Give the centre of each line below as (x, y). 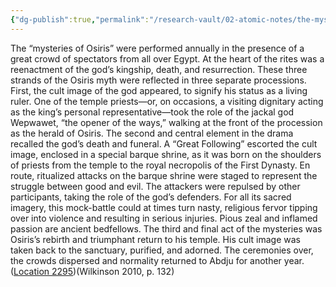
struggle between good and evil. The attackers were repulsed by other (155, 186)
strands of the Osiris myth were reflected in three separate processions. (158, 80)
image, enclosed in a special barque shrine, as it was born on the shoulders (166, 154)
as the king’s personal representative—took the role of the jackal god (152, 112)
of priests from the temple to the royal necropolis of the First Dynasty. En (160, 165)
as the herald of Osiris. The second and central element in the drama (152, 133)
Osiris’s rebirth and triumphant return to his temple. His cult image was (156, 239)
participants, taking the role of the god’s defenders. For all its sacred (151, 197)
